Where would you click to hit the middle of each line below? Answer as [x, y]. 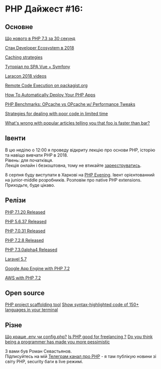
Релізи [15, 201]
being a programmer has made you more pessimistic [58, 342]
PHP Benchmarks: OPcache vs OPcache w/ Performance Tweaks [70, 104]
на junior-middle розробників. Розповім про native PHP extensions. [73, 180]
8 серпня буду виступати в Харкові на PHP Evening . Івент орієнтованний [80, 175]
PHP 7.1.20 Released [25, 212]
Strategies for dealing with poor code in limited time [57, 113]
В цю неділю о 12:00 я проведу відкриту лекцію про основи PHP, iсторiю [80, 150]
